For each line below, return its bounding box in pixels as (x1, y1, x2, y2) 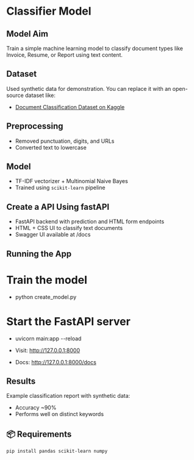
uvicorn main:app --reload (15, 334, 82, 342)
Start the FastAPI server (6, 314, 131, 328)
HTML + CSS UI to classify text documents (15, 225, 123, 232)
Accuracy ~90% (15, 404, 57, 411)
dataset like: (25, 92, 56, 99)
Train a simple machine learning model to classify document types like (6, 45, 183, 52)
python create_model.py (15, 293, 77, 300)
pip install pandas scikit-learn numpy (6, 448, 108, 455)
